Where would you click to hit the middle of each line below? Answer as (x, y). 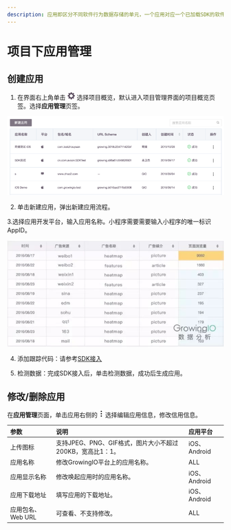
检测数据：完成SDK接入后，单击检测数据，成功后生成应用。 (102, 373)
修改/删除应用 (36, 397)
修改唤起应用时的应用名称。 (95, 477)
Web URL (23, 517)
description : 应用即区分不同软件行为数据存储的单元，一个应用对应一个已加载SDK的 (111, 14)
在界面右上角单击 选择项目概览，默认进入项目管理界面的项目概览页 (116, 97)
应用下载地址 (28, 495)
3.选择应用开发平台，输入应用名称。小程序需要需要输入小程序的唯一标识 (109, 221)
